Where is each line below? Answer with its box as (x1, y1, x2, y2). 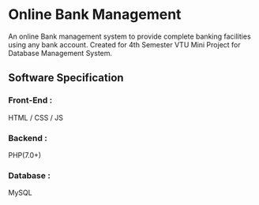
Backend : (8, 132, 47, 143)
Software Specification (8, 71, 124, 84)
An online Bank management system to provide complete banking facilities (8, 32, 251, 41)
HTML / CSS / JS (8, 113, 64, 122)
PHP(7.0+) (8, 150, 42, 159)
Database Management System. (8, 48, 113, 58)
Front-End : (8, 95, 53, 106)
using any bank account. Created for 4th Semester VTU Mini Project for (8, 39, 241, 49)
